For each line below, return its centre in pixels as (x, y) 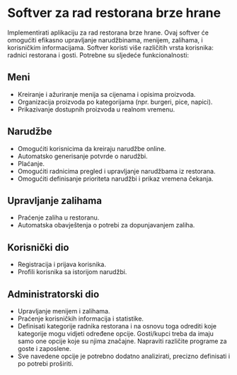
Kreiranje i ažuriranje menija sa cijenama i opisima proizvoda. (106, 94)
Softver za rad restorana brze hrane (114, 13)
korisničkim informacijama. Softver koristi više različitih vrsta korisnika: (110, 47)
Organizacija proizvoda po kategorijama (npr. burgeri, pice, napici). (115, 102)
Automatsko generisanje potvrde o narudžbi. (82, 156)
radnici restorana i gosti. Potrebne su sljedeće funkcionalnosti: (98, 55)
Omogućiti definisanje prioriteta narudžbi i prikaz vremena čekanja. (115, 179)
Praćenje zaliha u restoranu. (58, 218)
